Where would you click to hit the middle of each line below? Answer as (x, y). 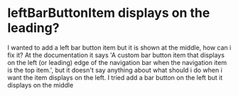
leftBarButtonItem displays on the (109, 13)
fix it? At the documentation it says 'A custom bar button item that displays (116, 55)
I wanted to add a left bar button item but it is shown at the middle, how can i (119, 47)
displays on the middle (40, 85)
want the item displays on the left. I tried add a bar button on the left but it (115, 77)
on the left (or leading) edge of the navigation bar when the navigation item (117, 62)
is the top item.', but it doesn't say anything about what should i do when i (115, 70)
